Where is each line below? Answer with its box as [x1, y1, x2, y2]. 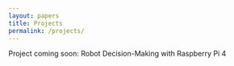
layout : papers [8, 11, 60, 20]
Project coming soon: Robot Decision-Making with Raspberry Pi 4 [8, 49, 227, 59]
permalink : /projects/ [8, 27, 85, 35]
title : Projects [8, 19, 63, 27]
